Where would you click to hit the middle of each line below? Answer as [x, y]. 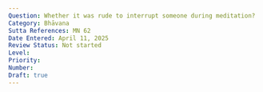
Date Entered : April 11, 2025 [59, 38]
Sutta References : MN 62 [50, 30]
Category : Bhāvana [39, 23]
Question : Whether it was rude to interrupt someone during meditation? [132, 16]
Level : [19, 53]
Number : [21, 68]
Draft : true [28, 75]
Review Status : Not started [55, 46]
